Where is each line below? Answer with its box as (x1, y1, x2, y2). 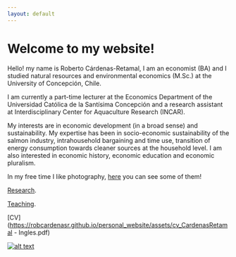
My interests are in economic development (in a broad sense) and (7, 121, 199, 130)
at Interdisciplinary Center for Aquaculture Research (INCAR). (7, 107, 185, 116)
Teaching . (7, 199, 37, 208)
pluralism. (7, 158, 36, 167)
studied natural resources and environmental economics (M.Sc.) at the (7, 71, 212, 80)
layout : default (7, 10, 55, 18)
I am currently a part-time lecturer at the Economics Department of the (7, 92, 213, 101)
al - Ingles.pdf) (7, 228, 51, 237)
